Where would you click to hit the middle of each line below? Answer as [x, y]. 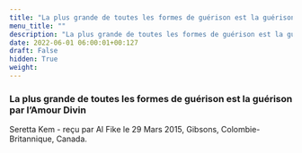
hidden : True [34, 59]
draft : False [34, 51]
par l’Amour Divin [48, 110]
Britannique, [32, 139]
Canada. [72, 139]
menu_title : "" [38, 26]
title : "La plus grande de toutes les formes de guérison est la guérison [152, 17]
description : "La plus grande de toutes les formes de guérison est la [146, 34]
